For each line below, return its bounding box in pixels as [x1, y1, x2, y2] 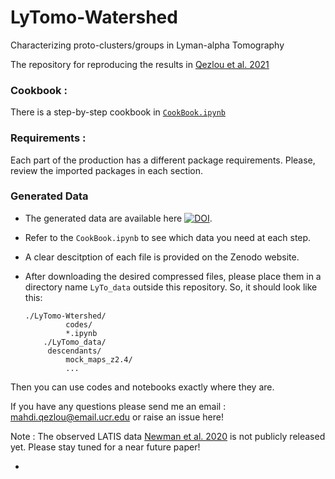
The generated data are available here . [24, 212, 213, 224]
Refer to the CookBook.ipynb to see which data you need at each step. [24, 231, 312, 243]
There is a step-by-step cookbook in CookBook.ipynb [10, 106, 226, 118]
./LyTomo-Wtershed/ [24, 311, 107, 321]
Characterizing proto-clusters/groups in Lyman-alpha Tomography [10, 39, 285, 51]
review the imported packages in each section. [10, 164, 204, 176]
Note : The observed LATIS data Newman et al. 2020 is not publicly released [10, 430, 326, 442]
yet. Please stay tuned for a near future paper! [10, 441, 201, 453]
